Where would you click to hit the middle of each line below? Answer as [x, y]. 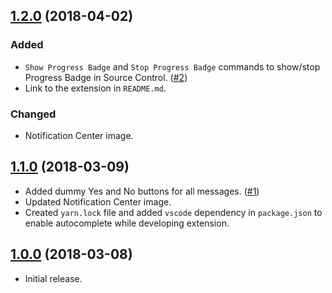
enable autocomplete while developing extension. [127, 223]
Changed [33, 114]
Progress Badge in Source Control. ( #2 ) [106, 77]
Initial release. [53, 278]
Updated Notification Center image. [98, 201]
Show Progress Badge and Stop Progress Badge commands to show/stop [172, 66]
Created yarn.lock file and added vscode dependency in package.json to [173, 212]
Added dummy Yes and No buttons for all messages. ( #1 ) [142, 191]
